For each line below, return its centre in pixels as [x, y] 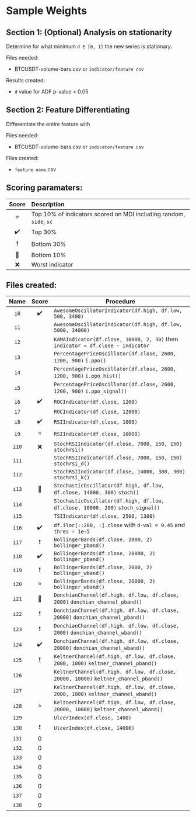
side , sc [42, 221]
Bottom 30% [49, 244]
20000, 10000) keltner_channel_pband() [108, 679]
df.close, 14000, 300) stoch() [96, 493]
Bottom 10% [49, 255]
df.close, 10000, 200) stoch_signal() [107, 508]
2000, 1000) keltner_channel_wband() [105, 694]
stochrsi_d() [72, 464]
